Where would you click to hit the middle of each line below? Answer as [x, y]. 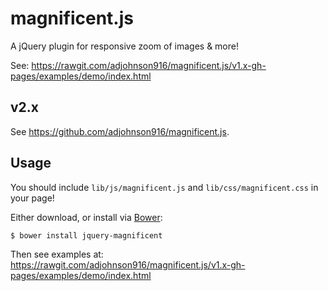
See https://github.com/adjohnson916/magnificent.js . [120, 131]
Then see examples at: [57, 254]
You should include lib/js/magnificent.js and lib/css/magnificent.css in [164, 187]
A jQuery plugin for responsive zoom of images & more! [124, 46]
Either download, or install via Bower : [86, 217]
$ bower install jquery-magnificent [86, 235]
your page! [32, 198]
